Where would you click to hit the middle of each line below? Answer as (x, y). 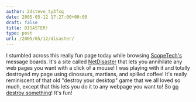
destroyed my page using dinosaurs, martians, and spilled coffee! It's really (97, 74)
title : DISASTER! (27, 28)
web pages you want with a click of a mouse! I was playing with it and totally (98, 68)
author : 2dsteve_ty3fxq (35, 11)
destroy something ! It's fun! (39, 93)
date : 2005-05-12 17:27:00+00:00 (47, 17)
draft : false (22, 22)
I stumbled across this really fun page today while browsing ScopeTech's (94, 55)
